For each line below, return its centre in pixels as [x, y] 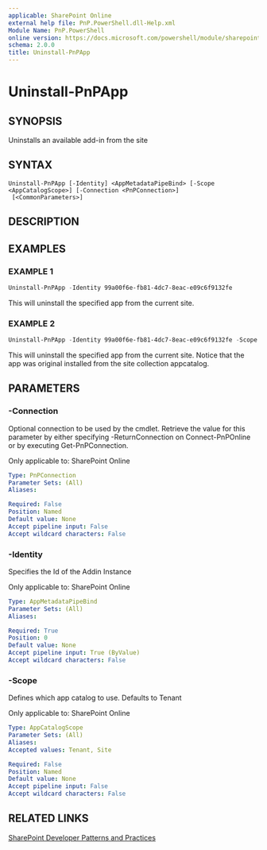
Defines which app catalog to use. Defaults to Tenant [95, 698]
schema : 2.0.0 [32, 45]
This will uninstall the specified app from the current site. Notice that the [126, 355]
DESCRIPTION [44, 222]
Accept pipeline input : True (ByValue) [74, 653]
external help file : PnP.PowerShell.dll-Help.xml [92, 23]
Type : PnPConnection [43, 475]
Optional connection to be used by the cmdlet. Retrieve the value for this [127, 428]
